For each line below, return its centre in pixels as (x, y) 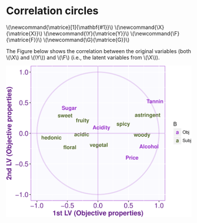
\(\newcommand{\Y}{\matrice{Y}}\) (86, 33)
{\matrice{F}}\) (24, 40)
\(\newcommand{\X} (139, 27)
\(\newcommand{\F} (155, 33)
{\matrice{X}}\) (24, 33)
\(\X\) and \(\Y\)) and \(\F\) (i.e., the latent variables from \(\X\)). (83, 57)
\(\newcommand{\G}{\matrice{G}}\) (86, 40)
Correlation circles (52, 11)
